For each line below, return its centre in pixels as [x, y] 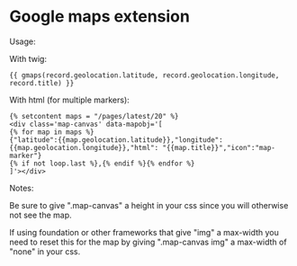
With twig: [28, 58]
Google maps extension [100, 17]
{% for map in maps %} [52, 132]
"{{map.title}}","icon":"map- [219, 147]
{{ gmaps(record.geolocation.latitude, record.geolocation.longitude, [144, 75]
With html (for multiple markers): [70, 100]
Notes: [22, 188]
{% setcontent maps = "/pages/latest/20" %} [94, 116]
